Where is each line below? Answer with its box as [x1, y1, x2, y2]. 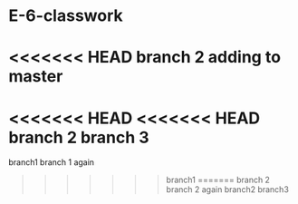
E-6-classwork [8, 5, 123, 26]
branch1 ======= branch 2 [166, 174, 271, 186]
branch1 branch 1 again [8, 157, 95, 168]
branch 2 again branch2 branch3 [166, 184, 289, 195]
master [8, 66, 63, 87]
